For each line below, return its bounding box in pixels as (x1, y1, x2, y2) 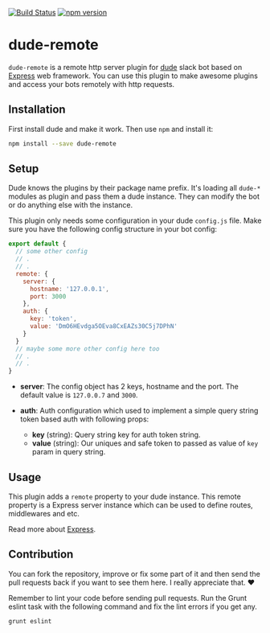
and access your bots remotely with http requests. (8, 79, 175, 88)
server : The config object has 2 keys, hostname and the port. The (19, 382, 239, 392)
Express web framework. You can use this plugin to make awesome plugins (8, 71, 259, 80)
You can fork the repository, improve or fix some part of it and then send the (8, 569, 261, 578)
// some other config (15, 248, 88, 256)
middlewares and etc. (8, 509, 80, 518)
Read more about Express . (8, 524, 96, 534)
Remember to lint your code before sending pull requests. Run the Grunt (8, 593, 247, 602)
